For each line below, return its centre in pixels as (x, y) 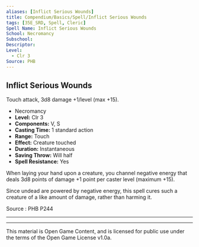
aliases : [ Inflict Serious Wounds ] (50, 12)
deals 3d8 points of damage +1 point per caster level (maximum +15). (91, 179)
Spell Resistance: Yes (42, 161)
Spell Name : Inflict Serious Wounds (51, 28)
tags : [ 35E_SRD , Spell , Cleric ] (46, 23)
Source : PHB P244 (30, 209)
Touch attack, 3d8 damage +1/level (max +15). (63, 100)
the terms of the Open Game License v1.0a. (59, 237)
